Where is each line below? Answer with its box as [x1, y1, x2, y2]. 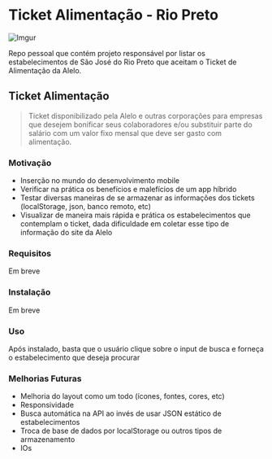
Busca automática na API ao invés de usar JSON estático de [19, 409, 222, 418]
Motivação [8, 157, 52, 168]
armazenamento [19, 435, 76, 444]
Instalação [8, 286, 51, 298]
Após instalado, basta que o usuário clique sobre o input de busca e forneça [8, 343, 264, 353]
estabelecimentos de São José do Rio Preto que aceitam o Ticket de [8, 57, 237, 67]
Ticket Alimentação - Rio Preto [8, 6, 219, 24]
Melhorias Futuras [8, 373, 82, 384]
